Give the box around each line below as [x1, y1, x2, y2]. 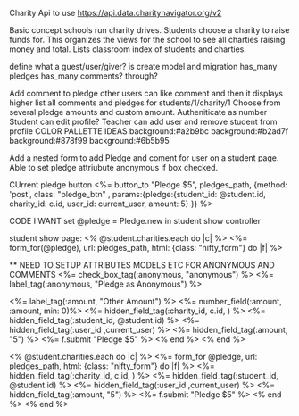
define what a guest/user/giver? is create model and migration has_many [9, 62, 278, 71]
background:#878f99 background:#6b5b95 [9, 136, 170, 146]
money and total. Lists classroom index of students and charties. [9, 44, 247, 54]
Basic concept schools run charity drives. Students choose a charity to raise [9, 25, 290, 35]
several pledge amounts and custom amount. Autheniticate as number [9, 107, 268, 117]
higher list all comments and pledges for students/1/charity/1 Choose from [9, 97, 281, 108]
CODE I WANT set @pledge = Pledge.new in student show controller [9, 216, 262, 226]
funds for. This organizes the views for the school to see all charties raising [9, 35, 286, 45]
